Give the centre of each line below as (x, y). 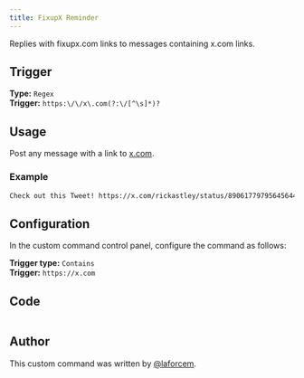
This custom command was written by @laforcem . (103, 364)
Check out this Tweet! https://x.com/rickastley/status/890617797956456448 (155, 195)
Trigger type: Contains (52, 263)
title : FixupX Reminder (54, 18)
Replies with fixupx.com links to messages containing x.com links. (132, 43)
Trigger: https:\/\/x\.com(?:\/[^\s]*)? (85, 103)
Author (29, 341)
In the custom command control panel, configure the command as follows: (148, 246)
